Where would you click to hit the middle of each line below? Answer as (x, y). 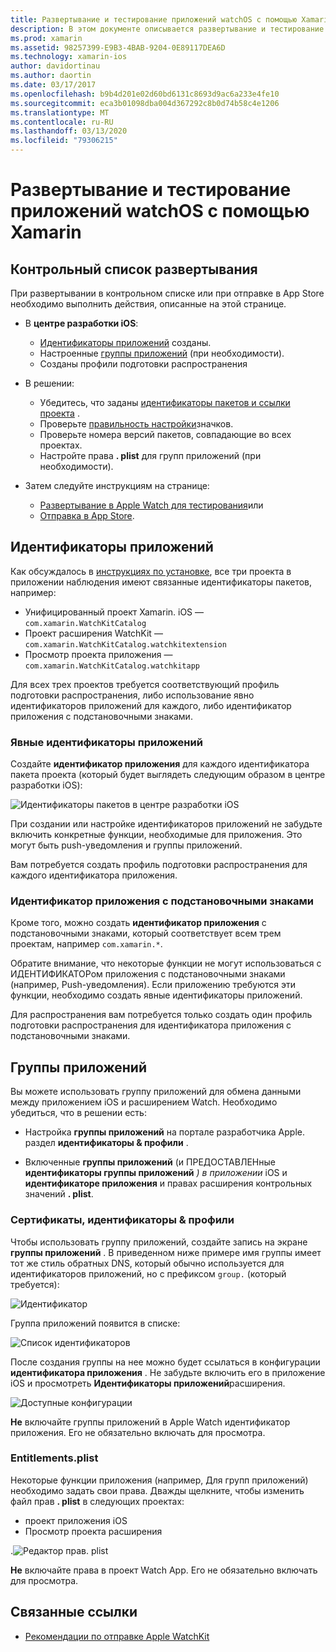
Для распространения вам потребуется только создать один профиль (161, 1015)
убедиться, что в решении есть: (78, 1113)
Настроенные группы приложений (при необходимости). (162, 353)
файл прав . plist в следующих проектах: (97, 1501)
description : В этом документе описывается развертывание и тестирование (167, 29)
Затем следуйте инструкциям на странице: (117, 485)
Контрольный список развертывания (134, 269)
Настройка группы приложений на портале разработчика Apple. (164, 1132)
